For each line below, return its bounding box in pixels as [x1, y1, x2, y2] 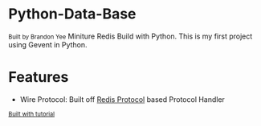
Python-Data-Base [8, 5, 137, 23]
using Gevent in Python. [8, 39, 88, 49]
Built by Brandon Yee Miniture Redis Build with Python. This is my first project [8, 31, 253, 41]
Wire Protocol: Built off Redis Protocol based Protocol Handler [19, 94, 225, 104]
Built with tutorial [8, 110, 55, 118]
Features [8, 68, 69, 87]
